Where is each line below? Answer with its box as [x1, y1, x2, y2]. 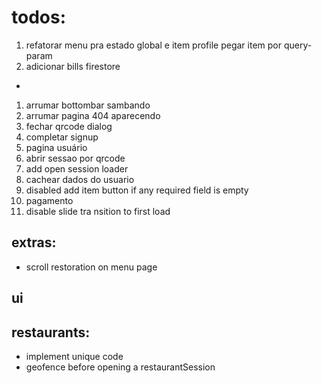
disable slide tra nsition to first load [25, 205, 171, 217]
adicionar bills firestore [25, 60, 121, 72]
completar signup [25, 131, 99, 143]
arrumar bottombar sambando [25, 99, 151, 111]
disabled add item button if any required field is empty [25, 184, 249, 196]
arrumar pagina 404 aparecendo [25, 109, 161, 121]
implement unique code [25, 350, 124, 362]
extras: [11, 234, 57, 251]
